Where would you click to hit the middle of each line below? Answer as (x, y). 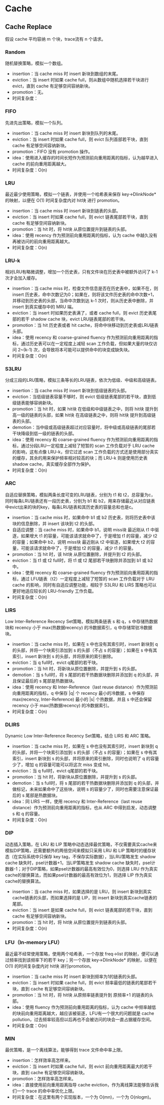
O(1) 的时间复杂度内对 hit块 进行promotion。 (49, 966)
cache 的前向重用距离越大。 (41, 164)
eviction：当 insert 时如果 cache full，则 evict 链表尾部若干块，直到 (80, 217)
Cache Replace (29, 27)
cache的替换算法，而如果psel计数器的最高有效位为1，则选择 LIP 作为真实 (79, 875)
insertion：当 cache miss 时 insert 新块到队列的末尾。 (66, 133)
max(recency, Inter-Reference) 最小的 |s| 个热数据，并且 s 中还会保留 (82, 699)
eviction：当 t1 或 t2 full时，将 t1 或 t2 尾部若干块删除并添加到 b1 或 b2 (82, 560)
